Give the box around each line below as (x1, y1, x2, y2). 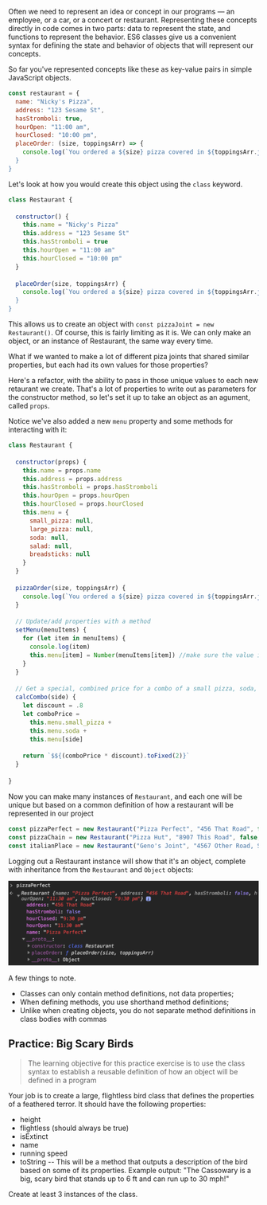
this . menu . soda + (29, 726, 87, 735)
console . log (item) (29, 643, 91, 651)
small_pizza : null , (29, 517, 94, 525)
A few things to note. (8, 973, 77, 983)
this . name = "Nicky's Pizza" (22, 221, 119, 229)
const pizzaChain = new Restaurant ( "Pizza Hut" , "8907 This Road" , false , (8, 833, 261, 841)
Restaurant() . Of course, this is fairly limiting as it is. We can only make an (8, 328, 252, 337)
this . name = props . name (22, 466, 102, 475)
